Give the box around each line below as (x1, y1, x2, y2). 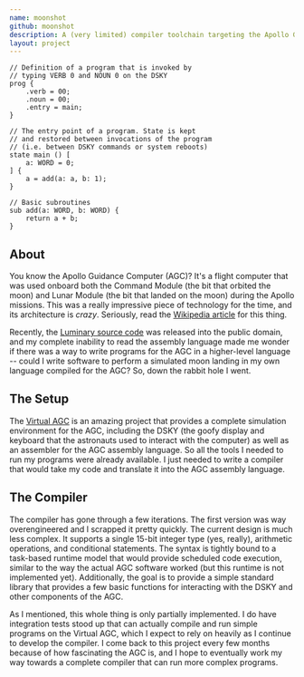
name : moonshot (9, 13, 67, 23)
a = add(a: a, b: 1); (25, 174, 107, 184)
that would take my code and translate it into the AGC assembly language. (9, 463, 285, 474)
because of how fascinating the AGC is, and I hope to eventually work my (9, 647, 283, 658)
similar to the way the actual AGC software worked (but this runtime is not (9, 562, 285, 573)
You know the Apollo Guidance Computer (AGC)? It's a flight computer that (9, 271, 289, 282)
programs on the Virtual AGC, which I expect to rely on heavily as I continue (9, 627, 291, 639)
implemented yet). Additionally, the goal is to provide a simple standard (9, 572, 274, 583)
